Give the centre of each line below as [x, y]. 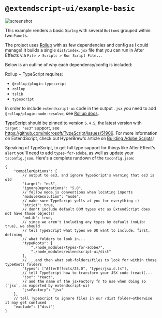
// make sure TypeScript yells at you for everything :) [81, 201]
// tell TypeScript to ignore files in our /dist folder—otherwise [83, 298]
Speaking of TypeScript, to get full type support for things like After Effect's [80, 147]
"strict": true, [39, 205]
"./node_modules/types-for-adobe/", [68, 247]
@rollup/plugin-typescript [39, 84]
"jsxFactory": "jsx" [43, 290]
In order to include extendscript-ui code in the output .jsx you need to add [81, 108]
